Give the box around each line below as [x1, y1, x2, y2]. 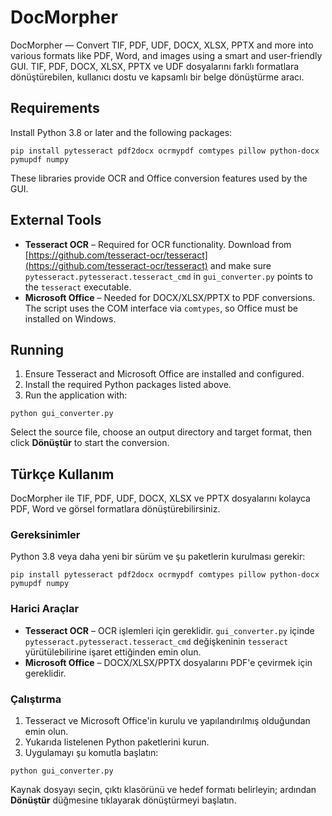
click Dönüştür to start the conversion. [10, 437, 170, 449]
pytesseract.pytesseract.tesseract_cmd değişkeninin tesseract [24, 635, 289, 647]
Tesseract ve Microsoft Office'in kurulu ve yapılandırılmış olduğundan [24, 715, 311, 727]
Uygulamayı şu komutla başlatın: [24, 747, 159, 759]
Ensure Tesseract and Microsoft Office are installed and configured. [24, 368, 305, 380]
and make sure [209, 259, 272, 271]
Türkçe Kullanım [10, 466, 115, 483]
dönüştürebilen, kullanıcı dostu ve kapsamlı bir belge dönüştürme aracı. [10, 71, 305, 83]
